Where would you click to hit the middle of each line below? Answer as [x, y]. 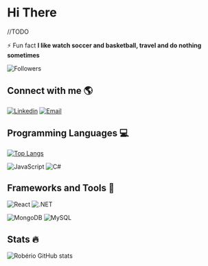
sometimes [23, 55]
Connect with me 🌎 [50, 91]
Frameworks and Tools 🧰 [61, 188]
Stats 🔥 [23, 239]
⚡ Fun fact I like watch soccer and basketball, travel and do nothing [104, 45]
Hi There [32, 13]
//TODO [18, 32]
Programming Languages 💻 [68, 133]
